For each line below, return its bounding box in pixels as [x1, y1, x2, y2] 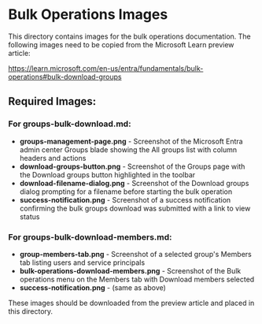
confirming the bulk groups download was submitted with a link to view [19, 203, 251, 213]
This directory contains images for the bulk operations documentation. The [8, 32, 252, 41]
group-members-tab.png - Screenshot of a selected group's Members [19, 249, 252, 259]
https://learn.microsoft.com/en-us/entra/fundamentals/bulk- [8, 63, 204, 73]
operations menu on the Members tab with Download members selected [19, 274, 255, 284]
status [19, 211, 40, 222]
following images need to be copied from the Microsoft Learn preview [8, 39, 234, 49]
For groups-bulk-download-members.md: [8, 231, 172, 242]
